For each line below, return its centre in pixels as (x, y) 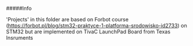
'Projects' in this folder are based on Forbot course (67, 19)
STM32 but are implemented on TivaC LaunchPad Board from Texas (88, 32)
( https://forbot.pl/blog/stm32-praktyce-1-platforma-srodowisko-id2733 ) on (96, 26)
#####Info (19, 8)
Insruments (20, 38)
